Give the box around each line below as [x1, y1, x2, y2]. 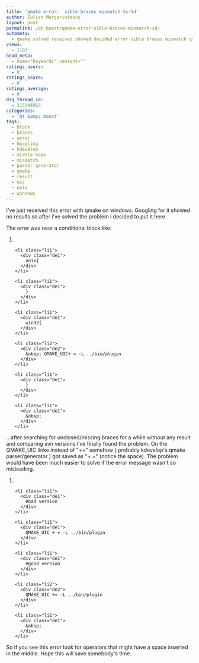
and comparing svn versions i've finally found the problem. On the [6, 440, 168, 447]
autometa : [6, 31, 31, 37]
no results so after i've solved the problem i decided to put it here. [6, 213, 167, 220]
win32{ [25, 320, 42, 326]
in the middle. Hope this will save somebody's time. [6, 649, 131, 657]
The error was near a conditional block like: [6, 224, 112, 231]
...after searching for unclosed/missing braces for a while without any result [6, 433, 191, 441]
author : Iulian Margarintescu [6, 14, 81, 20]
